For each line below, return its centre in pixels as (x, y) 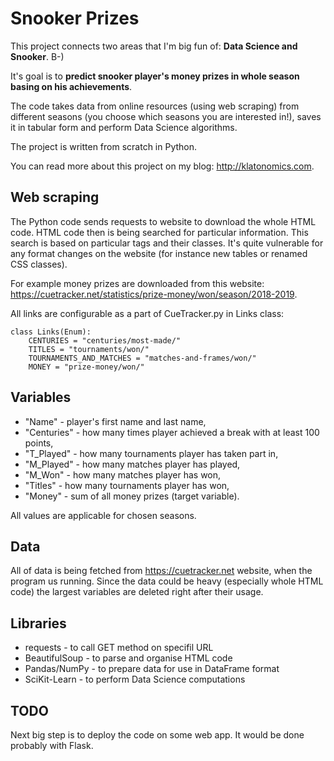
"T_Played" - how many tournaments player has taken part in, (151, 453)
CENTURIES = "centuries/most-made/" (105, 340)
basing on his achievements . (71, 86)
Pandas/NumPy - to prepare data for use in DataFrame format (152, 669)
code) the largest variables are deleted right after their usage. (137, 592)
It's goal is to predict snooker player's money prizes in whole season (155, 76)
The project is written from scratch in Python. (104, 146)
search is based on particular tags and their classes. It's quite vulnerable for (167, 243)
